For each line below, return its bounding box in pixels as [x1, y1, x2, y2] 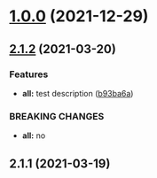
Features [9, 68, 49, 81]
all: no [21, 130, 46, 141]
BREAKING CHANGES [9, 110, 105, 122]
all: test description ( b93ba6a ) [21, 88, 134, 98]
